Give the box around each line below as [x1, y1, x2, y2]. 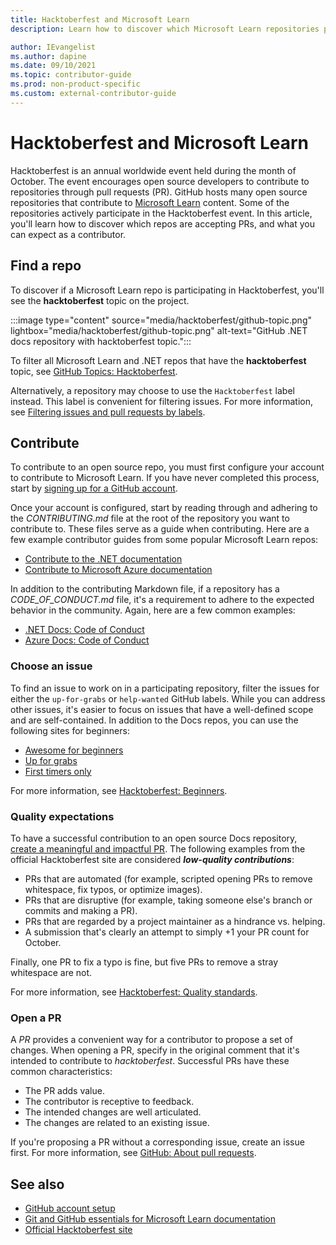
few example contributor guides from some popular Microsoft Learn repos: [10, 534, 319, 546]
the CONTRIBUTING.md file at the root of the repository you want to [10, 512, 290, 525]
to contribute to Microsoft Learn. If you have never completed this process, [10, 472, 320, 484]
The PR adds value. [24, 1085, 105, 1097]
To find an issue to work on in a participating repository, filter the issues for [10, 682, 320, 694]
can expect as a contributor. [10, 228, 127, 240]
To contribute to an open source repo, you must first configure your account [10, 461, 325, 473]
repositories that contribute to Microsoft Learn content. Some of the [10, 196, 290, 208]
